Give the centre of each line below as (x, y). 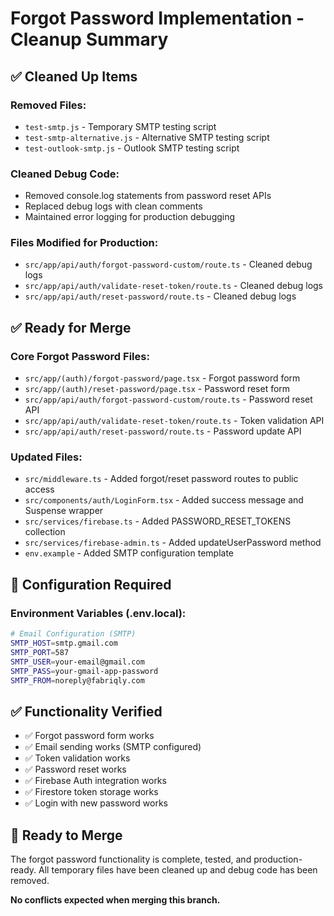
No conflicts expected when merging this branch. (115, 900)
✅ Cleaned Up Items (74, 76)
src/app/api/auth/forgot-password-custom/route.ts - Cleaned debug (168, 264)
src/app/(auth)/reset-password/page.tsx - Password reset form (157, 389)
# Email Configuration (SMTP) (73, 634)
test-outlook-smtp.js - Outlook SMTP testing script (132, 148)
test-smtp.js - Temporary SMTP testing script (120, 126)
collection (45, 532)
